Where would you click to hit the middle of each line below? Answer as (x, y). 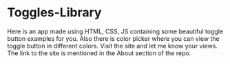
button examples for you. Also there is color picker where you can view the (113, 38)
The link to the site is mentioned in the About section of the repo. (99, 53)
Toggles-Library (54, 13)
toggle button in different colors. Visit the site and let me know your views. (113, 46)
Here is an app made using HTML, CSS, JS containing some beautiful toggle (115, 31)
